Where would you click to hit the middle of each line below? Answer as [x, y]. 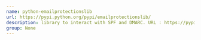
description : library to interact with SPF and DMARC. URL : [84, 22]
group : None [21, 28]
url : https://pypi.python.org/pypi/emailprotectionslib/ [79, 17]
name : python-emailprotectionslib [49, 11]
